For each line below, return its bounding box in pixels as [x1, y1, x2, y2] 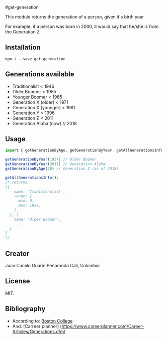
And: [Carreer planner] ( [12, 323, 62, 329]
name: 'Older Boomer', [14, 217, 61, 222]
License [5, 277, 30, 286]
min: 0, [18, 198, 35, 203]
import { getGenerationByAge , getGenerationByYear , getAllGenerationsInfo [5, 148, 164, 153]
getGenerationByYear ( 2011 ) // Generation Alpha [5, 162, 106, 167]
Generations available [5, 70, 75, 79]
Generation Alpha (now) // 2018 [12, 120, 77, 126]
